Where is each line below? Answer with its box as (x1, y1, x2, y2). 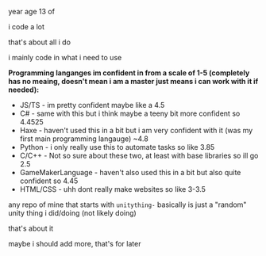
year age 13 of (8, 7, 56, 16)
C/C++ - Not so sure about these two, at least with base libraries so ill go (19, 151, 259, 160)
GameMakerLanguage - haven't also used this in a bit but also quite (19, 168, 241, 177)
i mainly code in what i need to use (8, 53, 122, 62)
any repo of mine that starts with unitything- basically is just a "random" (8, 200, 247, 209)
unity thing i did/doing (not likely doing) (8, 208, 137, 217)
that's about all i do (8, 37, 71, 47)
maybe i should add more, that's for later (8, 239, 141, 248)
